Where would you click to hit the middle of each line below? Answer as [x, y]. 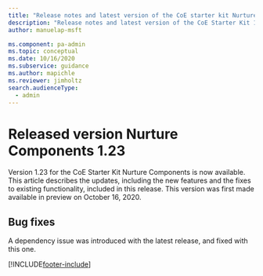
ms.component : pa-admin [47, 44]
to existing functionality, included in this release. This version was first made [131, 189]
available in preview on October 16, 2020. [75, 198]
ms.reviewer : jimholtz [45, 80]
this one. [22, 249]
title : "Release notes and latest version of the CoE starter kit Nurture [133, 15]
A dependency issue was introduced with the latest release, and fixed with [128, 241]
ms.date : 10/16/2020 [42, 59]
